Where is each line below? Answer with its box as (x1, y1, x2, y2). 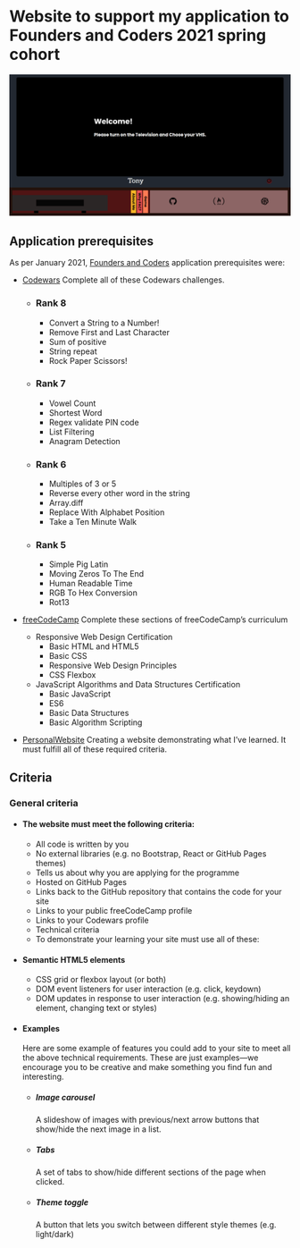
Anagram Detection (48, 435, 121, 446)
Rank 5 (35, 539, 67, 552)
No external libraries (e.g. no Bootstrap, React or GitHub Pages (35, 847, 267, 859)
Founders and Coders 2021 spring (9, 25, 267, 46)
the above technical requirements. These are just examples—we (21, 1052, 259, 1063)
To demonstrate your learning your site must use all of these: (35, 933, 260, 944)
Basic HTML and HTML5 (48, 641, 140, 652)
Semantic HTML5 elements (21, 954, 126, 965)
